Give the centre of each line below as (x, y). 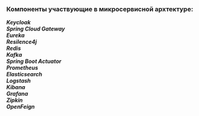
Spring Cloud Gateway (36, 29)
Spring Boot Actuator (34, 61)
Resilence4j (22, 42)
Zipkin (15, 100)
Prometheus (22, 68)
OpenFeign (21, 107)
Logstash (19, 81)
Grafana (17, 94)
